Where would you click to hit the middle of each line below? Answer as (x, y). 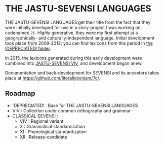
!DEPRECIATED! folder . (28, 48)
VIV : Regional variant (41, 121)
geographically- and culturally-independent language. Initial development (80, 38)
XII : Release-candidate (43, 137)
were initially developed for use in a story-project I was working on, (74, 27)
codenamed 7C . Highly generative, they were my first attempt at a (72, 33)
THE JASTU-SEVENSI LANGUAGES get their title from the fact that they (78, 22)
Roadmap (20, 93)
